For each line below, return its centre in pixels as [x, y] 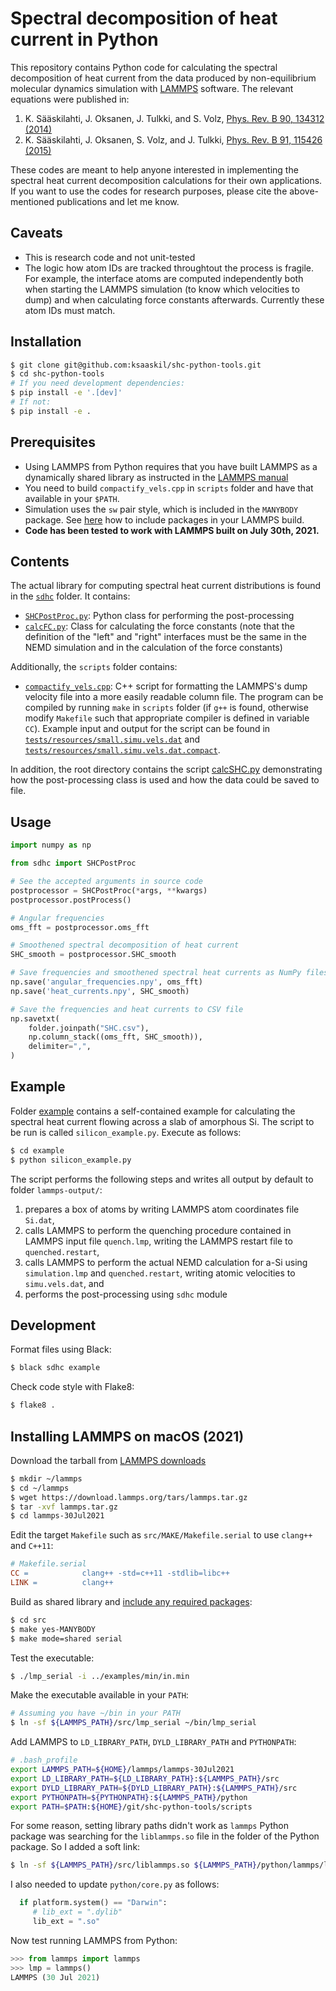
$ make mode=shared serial [66, 1638]
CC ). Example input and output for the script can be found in [147, 729]
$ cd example [37, 1150]
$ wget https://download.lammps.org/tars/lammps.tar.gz [129, 1497]
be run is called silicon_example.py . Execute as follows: [126, 1132]
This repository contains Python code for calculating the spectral [144, 67]
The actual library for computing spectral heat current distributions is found [166, 586]
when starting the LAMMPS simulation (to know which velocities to [162, 289]
